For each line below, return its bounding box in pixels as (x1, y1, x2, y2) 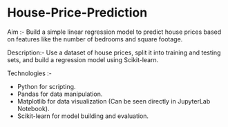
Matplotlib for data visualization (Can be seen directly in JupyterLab (17, 97, 211, 105)
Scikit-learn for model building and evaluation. (17, 112, 149, 120)
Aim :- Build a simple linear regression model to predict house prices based (7, 28, 222, 36)
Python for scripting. (17, 82, 76, 90)
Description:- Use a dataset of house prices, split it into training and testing (7, 48, 221, 57)
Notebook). (17, 104, 50, 113)
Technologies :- (7, 69, 52, 77)
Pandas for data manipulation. (17, 90, 103, 98)
